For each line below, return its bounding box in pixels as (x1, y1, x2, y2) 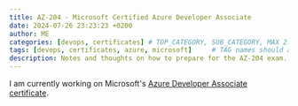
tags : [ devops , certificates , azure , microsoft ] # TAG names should (9, 46, 284, 55)
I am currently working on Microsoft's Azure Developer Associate (9, 79, 248, 88)
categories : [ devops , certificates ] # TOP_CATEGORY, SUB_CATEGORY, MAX (9, 37, 279, 47)
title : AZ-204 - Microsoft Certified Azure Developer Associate (9, 12, 252, 22)
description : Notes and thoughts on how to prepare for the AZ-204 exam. (9, 54, 288, 63)
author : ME (9, 29, 50, 38)
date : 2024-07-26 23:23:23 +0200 (9, 21, 133, 30)
